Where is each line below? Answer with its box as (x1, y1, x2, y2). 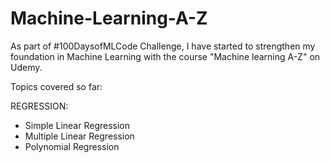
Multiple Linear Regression (24, 130, 135, 142)
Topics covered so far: (10, 80, 103, 92)
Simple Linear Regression (24, 119, 131, 131)
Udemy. (10, 61, 43, 73)
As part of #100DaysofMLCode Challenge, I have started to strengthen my (10, 40, 316, 52)
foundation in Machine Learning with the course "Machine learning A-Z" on (10, 50, 321, 62)
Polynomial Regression (24, 140, 120, 152)
